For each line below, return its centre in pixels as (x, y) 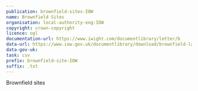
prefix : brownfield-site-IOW (42, 60)
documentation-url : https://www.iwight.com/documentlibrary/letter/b (93, 39)
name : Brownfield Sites (35, 17)
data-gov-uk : (22, 50)
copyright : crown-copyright (41, 28)
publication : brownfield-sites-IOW (50, 11)
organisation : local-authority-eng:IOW (55, 22)
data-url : (18, 45)
